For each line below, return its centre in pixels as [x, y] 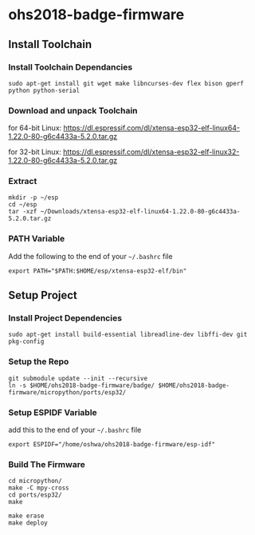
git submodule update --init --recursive [78, 378]
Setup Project [43, 295]
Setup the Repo [39, 361]
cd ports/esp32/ [35, 495]
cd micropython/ [35, 481]
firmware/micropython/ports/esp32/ [67, 392]
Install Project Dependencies [65, 318]
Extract [23, 182]
